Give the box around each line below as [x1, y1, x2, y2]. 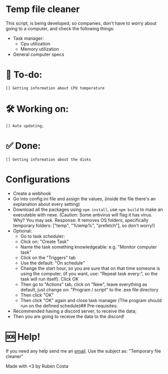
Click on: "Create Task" [20, 238, 69, 245]
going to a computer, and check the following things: [6, 25, 115, 31]
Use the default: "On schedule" [20, 260, 85, 266]
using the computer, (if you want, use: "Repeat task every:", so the [20, 270, 158, 276]
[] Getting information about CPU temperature [6, 86, 105, 91]
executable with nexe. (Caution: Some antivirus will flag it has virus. [13, 211, 152, 217]
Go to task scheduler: [20, 233, 65, 239]
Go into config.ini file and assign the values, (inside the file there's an [13, 195, 156, 202]
